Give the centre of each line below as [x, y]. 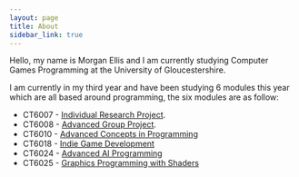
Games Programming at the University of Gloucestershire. [118, 70]
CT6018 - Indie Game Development [88, 144]
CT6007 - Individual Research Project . [94, 115]
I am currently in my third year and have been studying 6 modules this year [149, 88]
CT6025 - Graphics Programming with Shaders [111, 163]
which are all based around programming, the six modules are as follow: [144, 97]
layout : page [34, 18]
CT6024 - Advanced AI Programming [92, 153]
